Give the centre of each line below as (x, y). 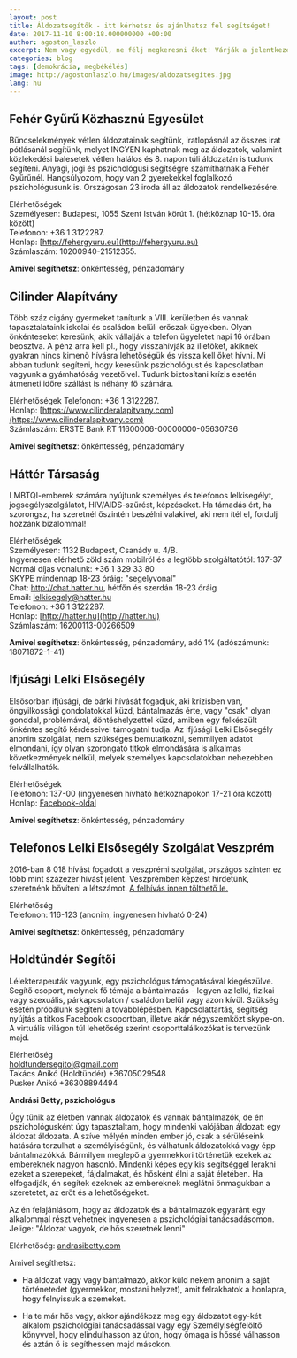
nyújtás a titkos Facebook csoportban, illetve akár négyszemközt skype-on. (147, 1018)
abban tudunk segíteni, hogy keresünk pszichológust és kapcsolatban (137, 365)
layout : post (33, 17)
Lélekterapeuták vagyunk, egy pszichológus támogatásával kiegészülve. (141, 981)
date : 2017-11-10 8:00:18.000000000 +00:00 (91, 34)
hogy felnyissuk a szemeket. (74, 1299)
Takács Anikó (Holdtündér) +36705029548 (88, 1073)
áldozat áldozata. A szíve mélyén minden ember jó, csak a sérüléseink (137, 1136)
